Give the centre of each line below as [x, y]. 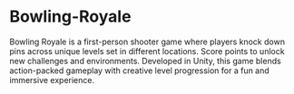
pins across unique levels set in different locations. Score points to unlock [147, 51]
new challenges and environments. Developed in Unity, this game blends [145, 61]
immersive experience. [52, 80]
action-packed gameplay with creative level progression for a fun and [139, 70]
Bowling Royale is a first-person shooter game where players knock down [147, 42]
